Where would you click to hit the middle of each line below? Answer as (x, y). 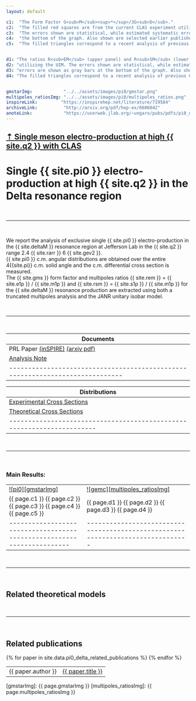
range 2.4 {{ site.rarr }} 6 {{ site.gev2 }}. (54, 253)
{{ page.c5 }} (27, 513)
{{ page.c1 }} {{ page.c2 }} (45, 499)
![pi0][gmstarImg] (34, 489)
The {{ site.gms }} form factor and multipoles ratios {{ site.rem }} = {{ (89, 278)
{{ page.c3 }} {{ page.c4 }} (45, 506)
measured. (19, 272)
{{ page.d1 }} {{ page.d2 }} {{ (126, 502)
